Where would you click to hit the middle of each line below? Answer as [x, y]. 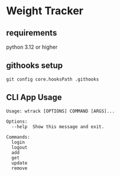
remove [20, 168]
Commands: [18, 137]
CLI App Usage [34, 97]
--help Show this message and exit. [58, 127]
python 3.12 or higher [32, 47]
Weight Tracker [45, 11]
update [20, 163]
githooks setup [35, 65]
